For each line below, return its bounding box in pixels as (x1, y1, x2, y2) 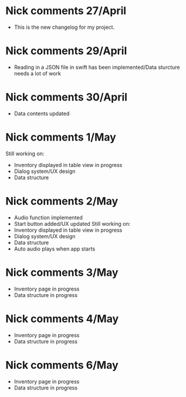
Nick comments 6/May (5, 358, 119, 372)
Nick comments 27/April (5, 4, 127, 18)
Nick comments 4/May (5, 312, 119, 325)
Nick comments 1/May (5, 131, 117, 144)
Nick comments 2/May (5, 194, 119, 208)
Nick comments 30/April (5, 91, 127, 104)
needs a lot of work (13, 69, 61, 77)
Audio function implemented (13, 213, 83, 221)
